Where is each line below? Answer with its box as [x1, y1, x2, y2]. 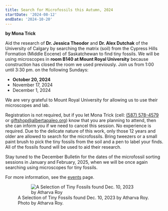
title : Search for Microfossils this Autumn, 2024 [5, 7, 113, 13]
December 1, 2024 [12, 87, 51, 93]
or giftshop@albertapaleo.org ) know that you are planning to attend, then [5, 118, 156, 124]
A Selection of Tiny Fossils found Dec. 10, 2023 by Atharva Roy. [18, 194, 149, 201]
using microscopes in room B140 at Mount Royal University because [5, 56, 149, 62]
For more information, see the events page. [5, 174, 94, 180]
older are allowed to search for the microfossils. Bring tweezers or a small [5, 134, 157, 140]
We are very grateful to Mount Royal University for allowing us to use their [5, 97, 158, 103]
